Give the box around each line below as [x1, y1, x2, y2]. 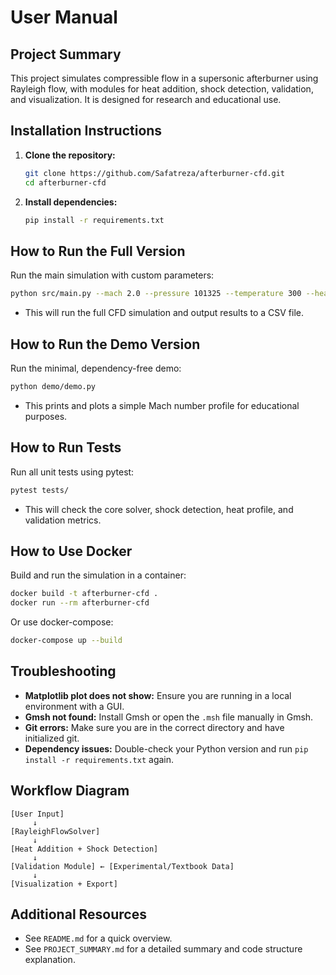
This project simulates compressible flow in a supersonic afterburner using [10, 72, 319, 84]
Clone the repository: [24, 149, 116, 161]
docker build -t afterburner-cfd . [10, 589, 159, 599]
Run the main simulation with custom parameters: [10, 269, 215, 281]
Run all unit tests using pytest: [10, 466, 135, 478]
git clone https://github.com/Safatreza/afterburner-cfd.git [24, 168, 286, 178]
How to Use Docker [10, 542, 133, 560]
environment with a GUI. [24, 700, 125, 712]
